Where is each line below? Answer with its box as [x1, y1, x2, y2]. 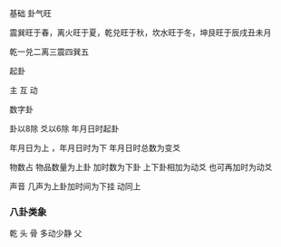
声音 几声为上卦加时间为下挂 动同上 [9, 181, 141, 192]
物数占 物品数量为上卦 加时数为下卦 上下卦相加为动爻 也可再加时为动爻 [9, 162, 273, 172]
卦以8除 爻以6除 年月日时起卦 [9, 123, 120, 134]
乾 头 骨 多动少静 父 [9, 228, 82, 239]
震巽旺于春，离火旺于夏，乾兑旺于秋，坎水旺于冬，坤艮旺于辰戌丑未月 [9, 27, 272, 38]
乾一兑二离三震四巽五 [9, 46, 89, 57]
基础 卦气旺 [9, 8, 52, 18]
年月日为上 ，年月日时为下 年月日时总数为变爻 [9, 143, 181, 153]
